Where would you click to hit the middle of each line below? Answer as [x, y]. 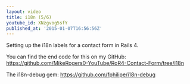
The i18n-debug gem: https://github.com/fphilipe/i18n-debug [81, 74]
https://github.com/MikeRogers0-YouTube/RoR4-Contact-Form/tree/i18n [95, 63]
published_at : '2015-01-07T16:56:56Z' [54, 28]
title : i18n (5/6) [29, 17]
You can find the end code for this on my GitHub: [66, 57]
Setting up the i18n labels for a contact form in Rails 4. [72, 45]
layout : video [24, 12]
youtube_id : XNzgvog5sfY [37, 23]
